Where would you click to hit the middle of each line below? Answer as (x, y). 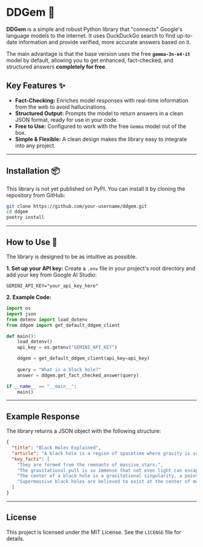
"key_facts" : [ (31, 459)
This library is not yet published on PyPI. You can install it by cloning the (96, 189)
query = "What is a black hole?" (59, 369)
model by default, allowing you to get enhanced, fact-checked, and (90, 60)
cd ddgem (17, 212)
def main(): (21, 336)
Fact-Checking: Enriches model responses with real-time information (102, 100)
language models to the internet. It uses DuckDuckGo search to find (91, 35)
